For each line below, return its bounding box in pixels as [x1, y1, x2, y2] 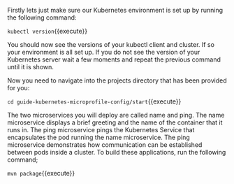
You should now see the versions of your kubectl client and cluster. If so [7, 41, 215, 48]
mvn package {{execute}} [7, 169, 75, 177]
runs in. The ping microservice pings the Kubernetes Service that [7, 126, 195, 134]
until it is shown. [7, 63, 54, 71]
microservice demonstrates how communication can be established [7, 141, 203, 149]
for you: [7, 84, 30, 92]
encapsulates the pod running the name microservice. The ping [7, 133, 190, 141]
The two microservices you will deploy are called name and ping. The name [7, 111, 225, 119]
